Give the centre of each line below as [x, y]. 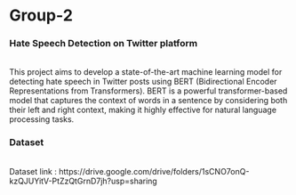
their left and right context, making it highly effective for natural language [143, 110]
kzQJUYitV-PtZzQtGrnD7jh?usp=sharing [83, 181]
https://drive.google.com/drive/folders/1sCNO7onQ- [154, 171]
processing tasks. [42, 119]
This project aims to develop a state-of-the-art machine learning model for [146, 72]
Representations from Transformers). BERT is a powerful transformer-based [148, 91]
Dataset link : [33, 171]
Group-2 [41, 16]
